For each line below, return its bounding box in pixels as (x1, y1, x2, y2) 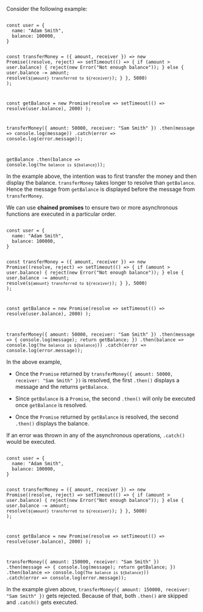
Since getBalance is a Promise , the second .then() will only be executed (15, 394, 196, 402)
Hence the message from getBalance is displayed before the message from (6, 186, 195, 193)
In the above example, (6, 358, 62, 366)
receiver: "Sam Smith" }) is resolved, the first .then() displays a (15, 376, 180, 384)
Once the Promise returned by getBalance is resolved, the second (15, 413, 179, 421)
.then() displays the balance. (15, 419, 90, 427)
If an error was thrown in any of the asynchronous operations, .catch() (6, 431, 185, 439)
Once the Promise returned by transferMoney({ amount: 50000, (15, 370, 174, 377)
